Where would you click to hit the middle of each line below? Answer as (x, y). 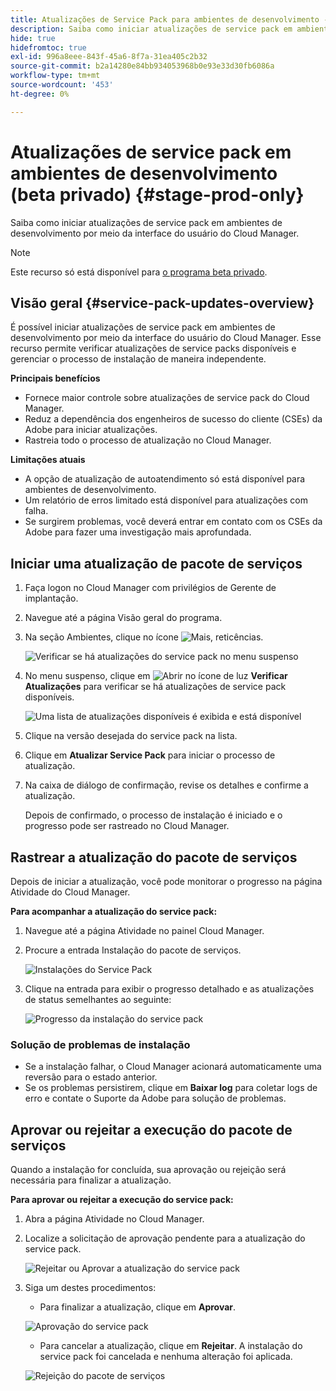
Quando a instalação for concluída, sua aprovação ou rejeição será (148, 1170)
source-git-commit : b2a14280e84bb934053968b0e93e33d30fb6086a (142, 66)
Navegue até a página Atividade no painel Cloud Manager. (144, 930)
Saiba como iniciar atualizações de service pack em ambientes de (146, 222)
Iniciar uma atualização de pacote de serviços (156, 563)
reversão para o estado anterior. (91, 1077)
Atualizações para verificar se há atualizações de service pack (155, 687)
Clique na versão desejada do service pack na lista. (131, 736)
